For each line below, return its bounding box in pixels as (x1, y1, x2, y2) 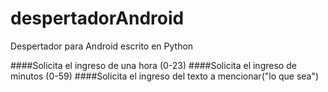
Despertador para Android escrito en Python (10, 40, 194, 52)
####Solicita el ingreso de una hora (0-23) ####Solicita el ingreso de (10, 59, 297, 71)
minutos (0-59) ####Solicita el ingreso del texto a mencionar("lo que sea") (10, 70, 320, 82)
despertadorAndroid (10, 7, 185, 30)
